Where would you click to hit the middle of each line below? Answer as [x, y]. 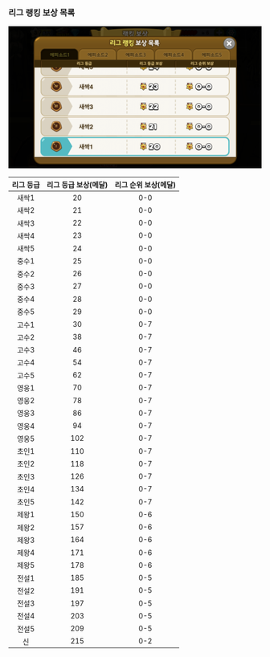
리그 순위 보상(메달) [145, 184]
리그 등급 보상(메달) [78, 184]
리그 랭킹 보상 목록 [42, 12]
